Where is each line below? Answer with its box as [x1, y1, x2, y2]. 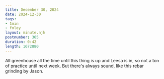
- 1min [5, 21, 19, 26]
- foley [5, 26, 21, 31]
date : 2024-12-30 [5, 12, 41, 17]
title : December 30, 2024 [5, 7, 59, 12]
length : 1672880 [5, 44, 39, 49]
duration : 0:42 [5, 39, 37, 44]
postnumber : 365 [5, 35, 39, 40]
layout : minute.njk [5, 30, 46, 35]
